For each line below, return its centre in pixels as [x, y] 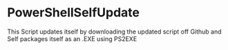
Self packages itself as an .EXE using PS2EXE [72, 38]
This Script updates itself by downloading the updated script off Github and [115, 32]
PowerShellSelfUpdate [74, 13]
